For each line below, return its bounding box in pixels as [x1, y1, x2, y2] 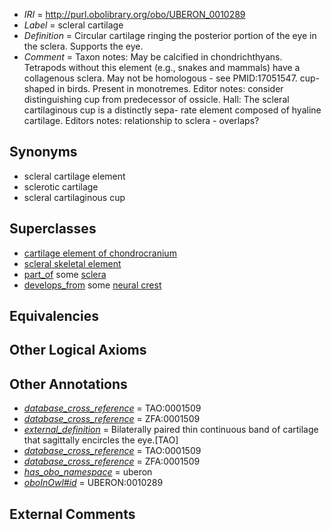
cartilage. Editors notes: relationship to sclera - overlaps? [23, 115, 260, 126]
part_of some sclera [23, 268, 107, 280]
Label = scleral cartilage [23, 19, 124, 31]
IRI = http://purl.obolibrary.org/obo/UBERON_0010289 [23, 9, 246, 20]
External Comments [9, 505, 136, 523]
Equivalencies [9, 308, 99, 325]
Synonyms [9, 144, 78, 161]
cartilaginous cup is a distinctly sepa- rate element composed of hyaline [23, 104, 322, 116]
